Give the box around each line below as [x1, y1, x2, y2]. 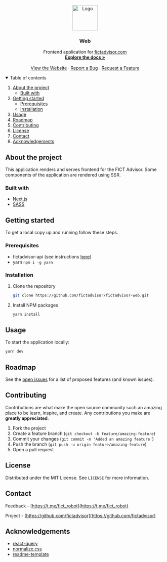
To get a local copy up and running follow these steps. [5, 230, 118, 236]
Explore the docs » [65, 54, 105, 60]
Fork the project [12, 425, 47, 431]
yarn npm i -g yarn [12, 259, 53, 265]
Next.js [12, 196, 28, 202]
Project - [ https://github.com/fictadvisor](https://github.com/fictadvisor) [5, 512, 156, 518]
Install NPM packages [12, 302, 58, 308]
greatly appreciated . [5, 415, 49, 421]
